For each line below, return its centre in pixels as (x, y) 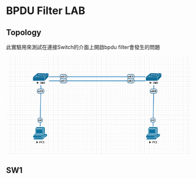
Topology (24, 32)
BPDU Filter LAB (46, 11)
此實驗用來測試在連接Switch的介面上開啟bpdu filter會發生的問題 (83, 47)
